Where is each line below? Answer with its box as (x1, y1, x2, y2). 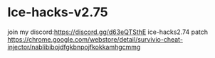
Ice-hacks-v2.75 (7, 4, 108, 21)
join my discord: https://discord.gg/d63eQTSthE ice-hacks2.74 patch (7, 28, 209, 36)
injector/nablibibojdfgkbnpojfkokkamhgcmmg (7, 42, 141, 51)
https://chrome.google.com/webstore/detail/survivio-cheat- (7, 35, 184, 43)
